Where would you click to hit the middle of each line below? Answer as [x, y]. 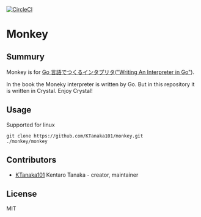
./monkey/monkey [27, 141]
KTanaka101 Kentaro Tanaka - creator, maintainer [77, 175]
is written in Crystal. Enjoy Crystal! [49, 91]
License [22, 194]
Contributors [31, 160]
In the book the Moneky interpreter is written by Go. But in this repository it [100, 84]
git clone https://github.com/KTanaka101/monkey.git [75, 136]
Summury [25, 57]
